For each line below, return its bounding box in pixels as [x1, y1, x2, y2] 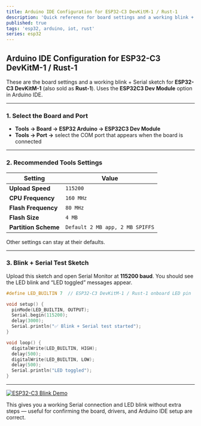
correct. [6, 414, 26, 421]
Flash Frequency [9, 203, 58, 212]
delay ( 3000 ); [11, 318, 44, 324]
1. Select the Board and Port [6, 111, 89, 120]
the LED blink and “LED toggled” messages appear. [6, 279, 133, 286]
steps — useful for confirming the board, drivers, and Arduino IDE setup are [6, 407, 193, 415]
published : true [6, 20, 47, 26]
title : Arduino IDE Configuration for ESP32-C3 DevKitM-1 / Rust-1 [6, 8, 178, 15]
